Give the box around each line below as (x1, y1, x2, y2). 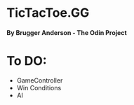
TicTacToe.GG (6, 5, 90, 21)
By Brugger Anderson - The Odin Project (6, 28, 127, 36)
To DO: (6, 52, 47, 69)
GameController (16, 76, 63, 85)
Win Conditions (16, 83, 62, 92)
